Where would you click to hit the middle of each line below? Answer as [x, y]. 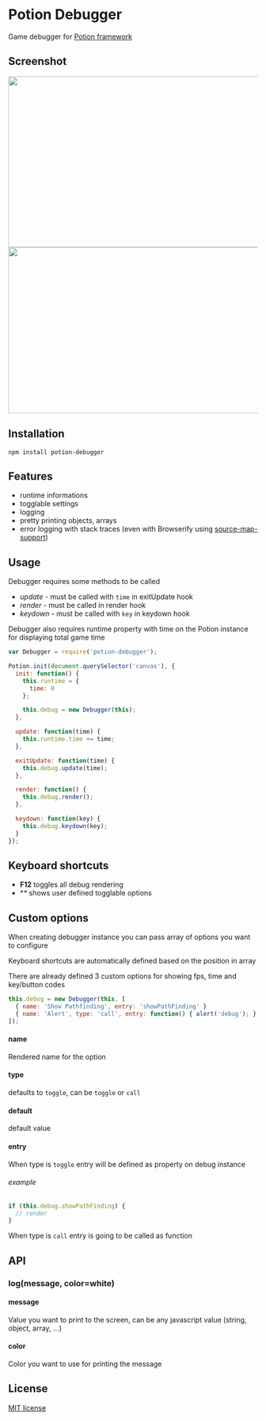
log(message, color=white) [61, 1283]
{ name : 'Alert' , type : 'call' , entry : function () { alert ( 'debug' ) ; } [136, 1013]
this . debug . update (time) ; [65, 768]
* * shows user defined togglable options [85, 893]
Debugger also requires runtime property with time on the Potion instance [129, 629]
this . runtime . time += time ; [68, 739]
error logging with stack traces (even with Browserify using [116, 529]
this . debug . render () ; [58, 797]
